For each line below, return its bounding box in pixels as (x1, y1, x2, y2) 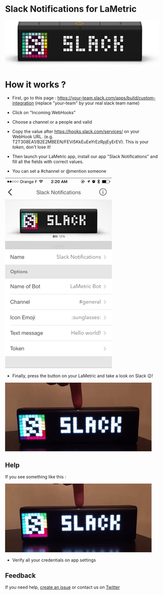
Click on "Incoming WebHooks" (12, 110, 76, 116)
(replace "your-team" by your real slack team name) (35, 100, 140, 106)
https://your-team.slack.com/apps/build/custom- (57, 95, 156, 101)
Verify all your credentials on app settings (12, 557, 96, 563)
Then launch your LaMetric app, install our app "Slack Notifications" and (12, 154, 158, 160)
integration (12, 100, 34, 106)
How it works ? (5, 79, 66, 90)
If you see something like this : (5, 474, 66, 480)
